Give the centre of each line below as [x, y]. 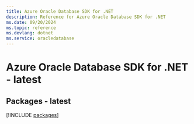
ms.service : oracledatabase [40, 38]
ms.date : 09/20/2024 [31, 22]
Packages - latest [39, 101]
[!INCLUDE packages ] [32, 115]
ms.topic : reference [31, 28]
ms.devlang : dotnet [30, 33]
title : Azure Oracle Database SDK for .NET [60, 11]
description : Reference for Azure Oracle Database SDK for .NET [86, 17]
